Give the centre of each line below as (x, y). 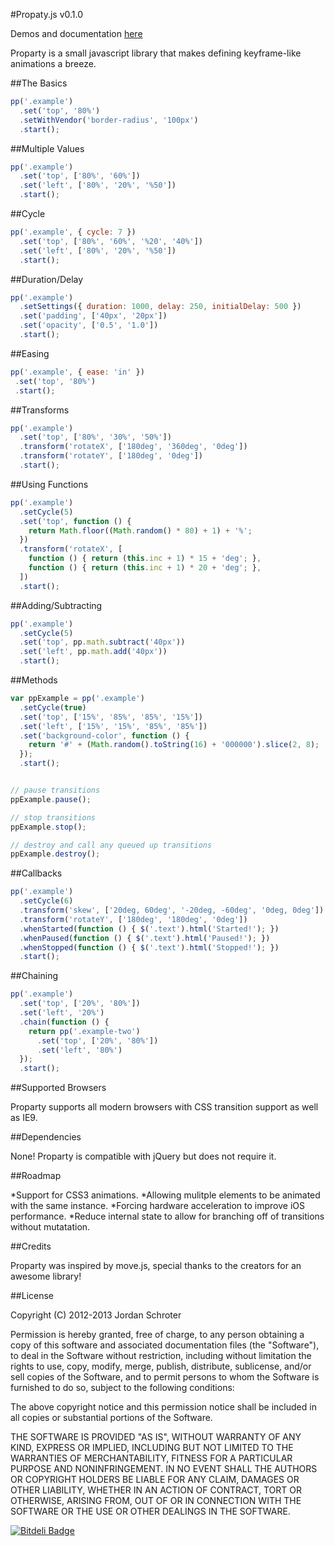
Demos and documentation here (76, 33)
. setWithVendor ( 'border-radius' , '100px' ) (109, 120)
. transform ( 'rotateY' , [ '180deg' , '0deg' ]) (111, 456)
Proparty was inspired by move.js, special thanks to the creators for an (156, 1266)
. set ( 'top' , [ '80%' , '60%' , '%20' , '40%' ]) (111, 241)
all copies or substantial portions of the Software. (111, 1418)
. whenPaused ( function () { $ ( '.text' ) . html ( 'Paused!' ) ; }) (145, 938)
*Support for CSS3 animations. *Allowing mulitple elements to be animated (165, 1195)
